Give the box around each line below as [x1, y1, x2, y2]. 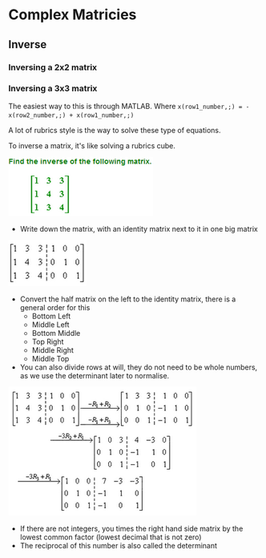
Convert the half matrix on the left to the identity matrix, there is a [19, 294, 236, 304]
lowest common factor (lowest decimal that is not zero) [19, 532, 202, 542]
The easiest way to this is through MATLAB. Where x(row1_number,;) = [8, 101, 243, 111]
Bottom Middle [31, 328, 81, 338]
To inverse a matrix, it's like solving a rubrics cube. [8, 140, 176, 150]
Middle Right [31, 345, 75, 354]
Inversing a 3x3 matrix [8, 83, 98, 94]
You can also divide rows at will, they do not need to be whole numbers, [19, 362, 258, 372]
